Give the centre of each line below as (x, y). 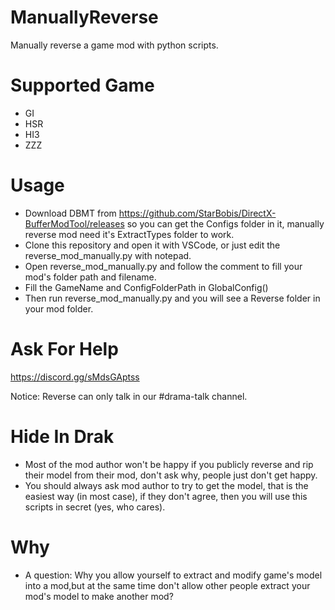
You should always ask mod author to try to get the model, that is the (166, 485)
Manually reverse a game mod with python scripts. (114, 45)
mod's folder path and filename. (90, 277)
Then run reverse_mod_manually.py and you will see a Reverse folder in (172, 298)
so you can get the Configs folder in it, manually (225, 223)
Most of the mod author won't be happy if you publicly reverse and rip (169, 464)
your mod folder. (59, 308)
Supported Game (82, 85)
